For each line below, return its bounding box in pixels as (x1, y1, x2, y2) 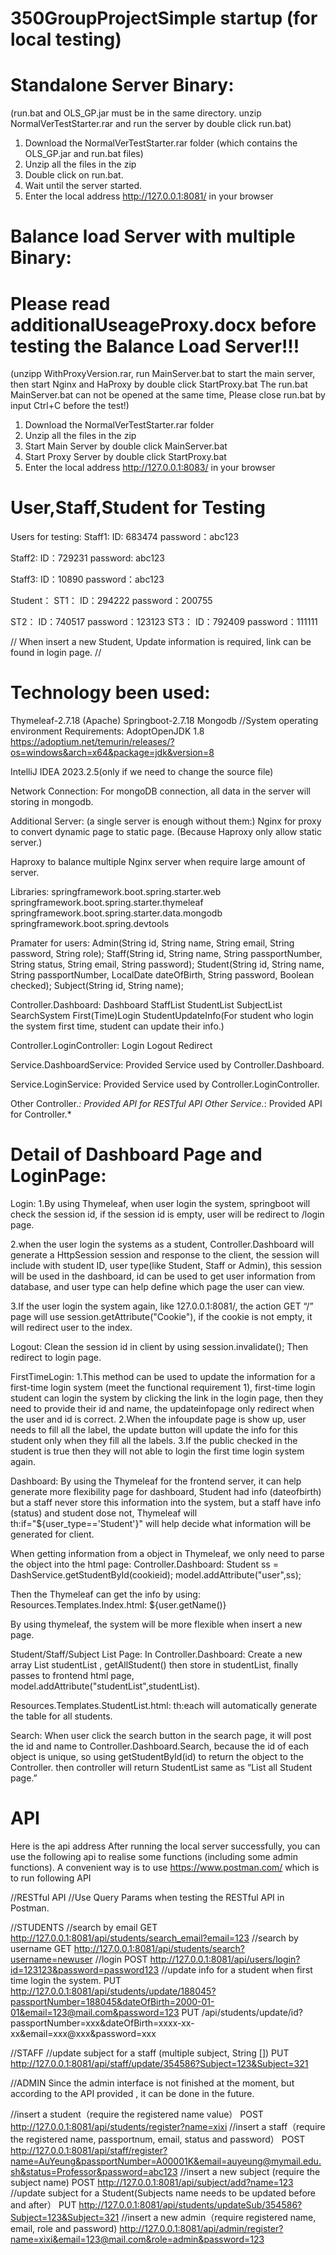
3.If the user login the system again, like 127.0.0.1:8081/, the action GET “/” (10, 1300, 314, 1312)
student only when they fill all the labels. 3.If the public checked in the (10, 1435, 298, 1447)
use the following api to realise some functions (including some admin (10, 1851, 299, 1862)
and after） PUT (10, 2199, 77, 2211)
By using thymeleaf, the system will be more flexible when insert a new (10, 1618, 303, 1631)
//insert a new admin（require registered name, (121, 2212, 317, 2223)
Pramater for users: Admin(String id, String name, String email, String (10, 937, 295, 949)
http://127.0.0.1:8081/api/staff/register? (10, 2145, 168, 2156)
